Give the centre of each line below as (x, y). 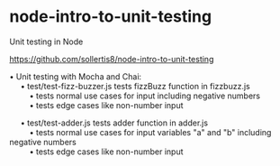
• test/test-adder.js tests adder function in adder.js (114, 123)
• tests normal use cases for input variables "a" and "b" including (150, 132)
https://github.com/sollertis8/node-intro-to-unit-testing (112, 59)
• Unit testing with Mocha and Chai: (76, 76)
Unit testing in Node (46, 41)
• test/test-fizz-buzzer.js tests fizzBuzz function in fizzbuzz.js (135, 86)
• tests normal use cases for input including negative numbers (145, 96)
